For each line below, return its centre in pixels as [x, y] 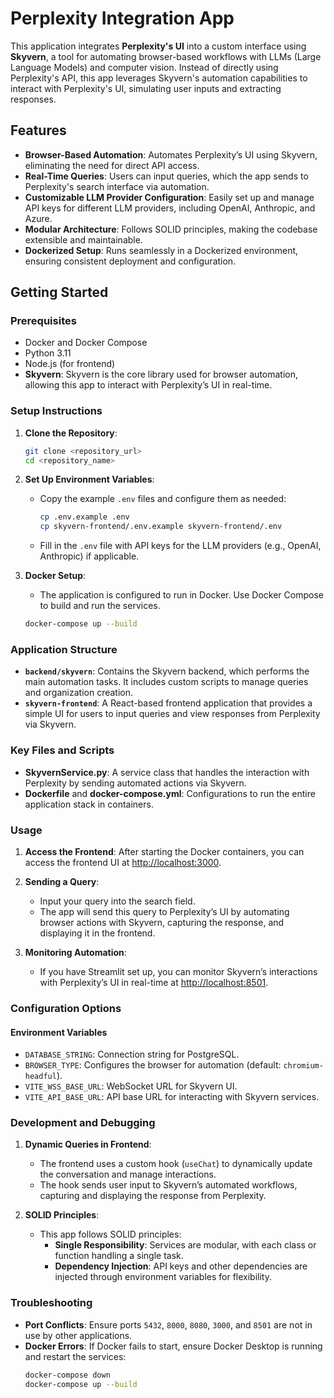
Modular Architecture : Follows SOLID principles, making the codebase [171, 229]
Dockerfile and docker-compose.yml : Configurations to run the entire [170, 793]
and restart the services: [75, 1356]
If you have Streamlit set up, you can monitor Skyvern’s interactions [178, 971]
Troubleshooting [51, 1303]
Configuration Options [66, 1008]
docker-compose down [67, 1375]
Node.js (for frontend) [70, 364]
